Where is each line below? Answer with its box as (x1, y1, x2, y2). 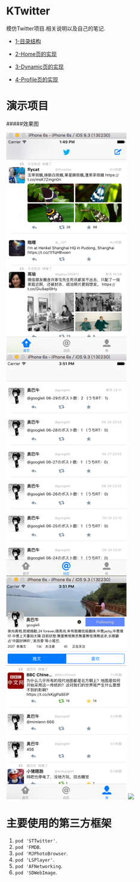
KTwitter (6, 4, 50, 18)
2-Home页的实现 (14, 50, 57, 58)
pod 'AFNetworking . (14, 862, 63, 869)
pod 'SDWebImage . (14, 869, 58, 876)
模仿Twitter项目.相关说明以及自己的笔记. (6, 25, 106, 32)
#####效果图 (6, 120, 39, 127)
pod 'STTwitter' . (14, 836, 58, 844)
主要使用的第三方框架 (6, 817, 112, 830)
